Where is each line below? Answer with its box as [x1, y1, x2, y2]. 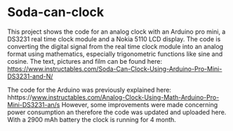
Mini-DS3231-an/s [7, 100, 60, 109]
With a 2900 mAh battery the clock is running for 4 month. [7, 115, 177, 123]
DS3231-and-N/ [7, 71, 53, 81]
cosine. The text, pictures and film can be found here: [7, 57, 163, 65]
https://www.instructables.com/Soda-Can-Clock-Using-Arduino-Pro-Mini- [7, 64, 222, 73]
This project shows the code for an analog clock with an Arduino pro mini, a [7, 27, 226, 36]
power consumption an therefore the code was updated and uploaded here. [7, 108, 227, 116]
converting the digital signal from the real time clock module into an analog [7, 42, 223, 50]
